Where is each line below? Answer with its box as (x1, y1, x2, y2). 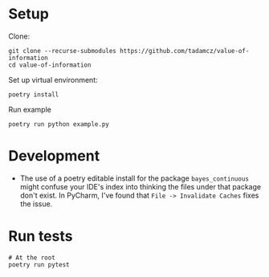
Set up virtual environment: (8, 75, 98, 84)
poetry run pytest (8, 260, 70, 269)
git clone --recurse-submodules (8, 47, 116, 55)
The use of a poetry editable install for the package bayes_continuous (19, 173, 249, 183)
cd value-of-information (8, 61, 92, 69)
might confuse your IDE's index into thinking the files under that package (19, 181, 262, 191)
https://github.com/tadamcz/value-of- (119, 47, 250, 55)
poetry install (8, 90, 59, 99)
